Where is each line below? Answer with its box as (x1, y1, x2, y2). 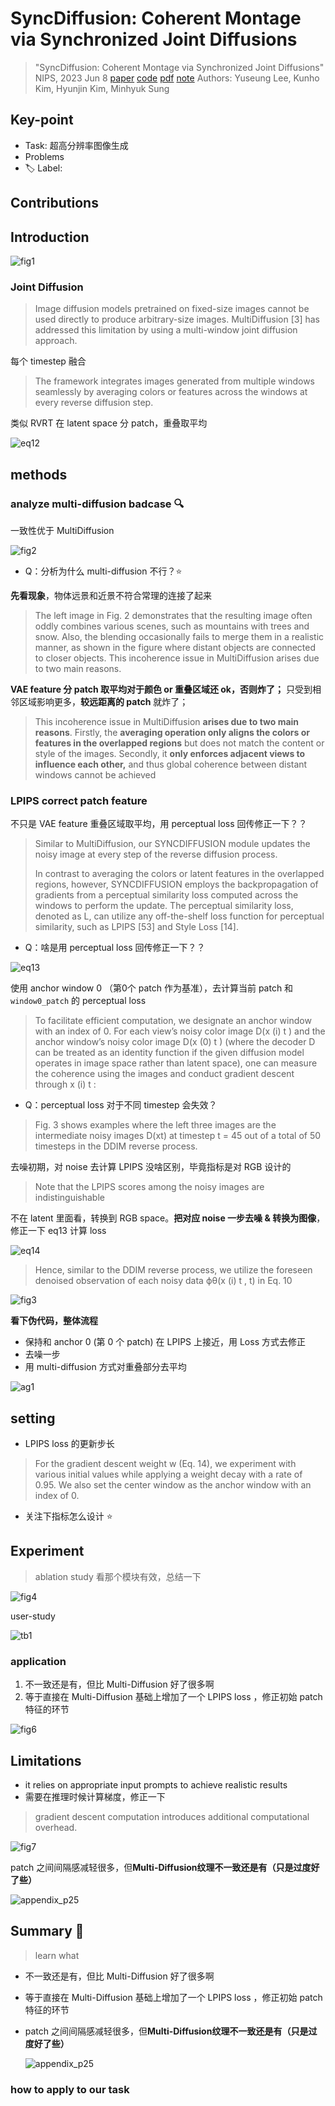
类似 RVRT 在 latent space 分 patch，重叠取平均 (10, 417, 208, 429)
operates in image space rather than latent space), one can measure (34, 1057, 318, 1069)
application (10, 1654, 67, 1668)
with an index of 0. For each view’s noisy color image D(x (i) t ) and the (34, 1025, 326, 1037)
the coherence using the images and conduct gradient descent (34, 1068, 295, 1080)
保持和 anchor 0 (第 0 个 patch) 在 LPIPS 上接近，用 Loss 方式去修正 (24, 1336, 306, 1348)
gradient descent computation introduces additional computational (34, 1810, 310, 1822)
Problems (24, 150, 65, 162)
